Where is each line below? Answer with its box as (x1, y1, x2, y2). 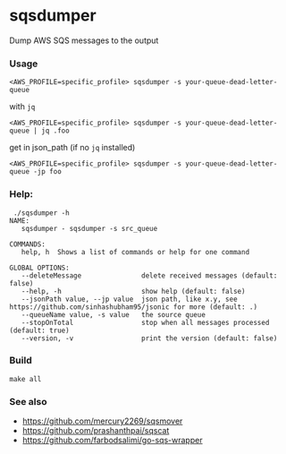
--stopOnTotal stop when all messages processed (21, 318, 270, 327)
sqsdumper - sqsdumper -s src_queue (21, 224, 158, 233)
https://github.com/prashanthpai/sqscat (21, 425, 170, 436)
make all (9, 374, 42, 383)
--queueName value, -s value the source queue (21, 310, 206, 319)
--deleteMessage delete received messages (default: (21, 270, 278, 280)
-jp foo (32, 167, 63, 176)
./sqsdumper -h (13, 208, 70, 218)
